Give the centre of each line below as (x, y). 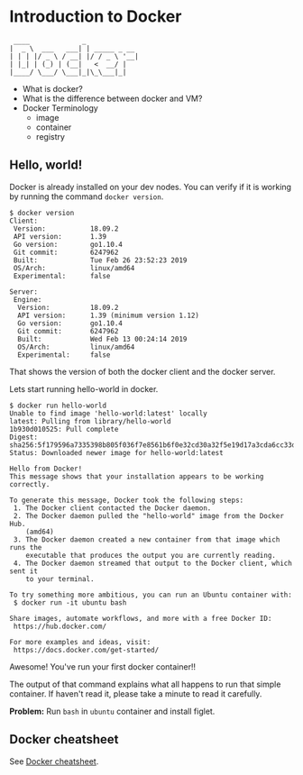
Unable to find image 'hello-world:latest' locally (108, 413)
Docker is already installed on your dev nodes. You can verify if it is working (150, 187)
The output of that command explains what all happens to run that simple (145, 684)
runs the (26, 547)
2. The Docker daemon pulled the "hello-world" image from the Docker (148, 515)
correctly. (30, 484)
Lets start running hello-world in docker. (84, 388)
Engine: (28, 299)
